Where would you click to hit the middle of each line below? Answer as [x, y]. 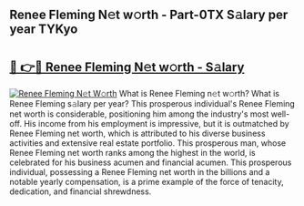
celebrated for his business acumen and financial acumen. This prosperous [151, 162]
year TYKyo [44, 30]
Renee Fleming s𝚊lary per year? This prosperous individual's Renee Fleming [152, 103]
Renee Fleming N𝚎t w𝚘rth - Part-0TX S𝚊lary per [149, 15]
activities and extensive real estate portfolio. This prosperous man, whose [148, 143]
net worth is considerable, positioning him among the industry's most [139, 114]
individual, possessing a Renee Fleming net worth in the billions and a [140, 172]
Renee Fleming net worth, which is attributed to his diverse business [137, 133]
